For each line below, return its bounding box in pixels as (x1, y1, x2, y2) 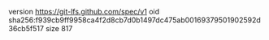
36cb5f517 (8, 24, 45, 33)
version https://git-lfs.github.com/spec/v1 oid (8, 7, 160, 16)
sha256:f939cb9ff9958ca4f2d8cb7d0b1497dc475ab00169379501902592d (8, 15, 262, 25)
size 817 (46, 24, 73, 33)
